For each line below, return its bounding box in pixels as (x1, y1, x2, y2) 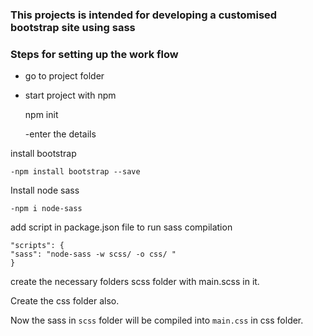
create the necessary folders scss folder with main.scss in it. (10, 276, 260, 288)
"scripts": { (10, 241, 65, 251)
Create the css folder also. (10, 295, 120, 307)
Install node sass (10, 184, 80, 197)
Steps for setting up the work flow (10, 47, 179, 61)
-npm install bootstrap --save (10, 167, 141, 177)
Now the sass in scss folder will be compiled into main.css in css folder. (10, 314, 304, 327)
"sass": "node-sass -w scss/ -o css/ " (10, 249, 177, 260)
